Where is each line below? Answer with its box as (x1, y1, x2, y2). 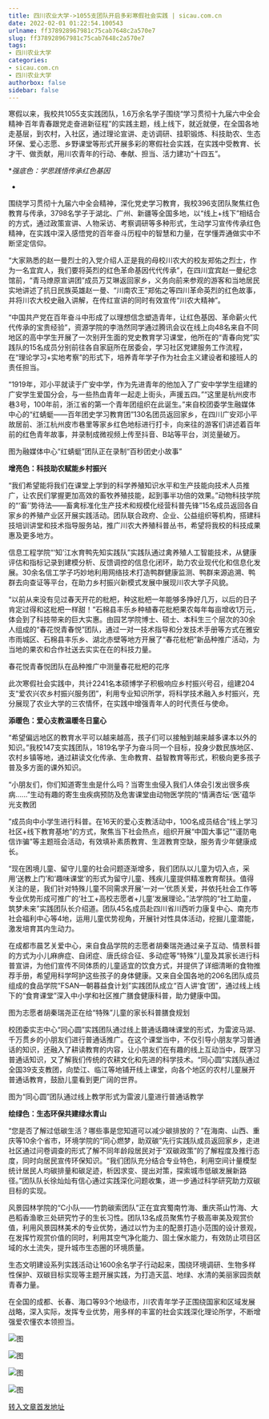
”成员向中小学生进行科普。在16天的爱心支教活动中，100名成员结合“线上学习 (8, 817, 259, 827)
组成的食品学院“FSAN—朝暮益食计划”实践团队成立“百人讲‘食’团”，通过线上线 (8, 981, 261, 991)
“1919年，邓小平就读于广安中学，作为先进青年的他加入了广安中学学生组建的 (8, 379, 258, 389)
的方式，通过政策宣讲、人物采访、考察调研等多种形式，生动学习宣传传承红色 (8, 218, 261, 228)
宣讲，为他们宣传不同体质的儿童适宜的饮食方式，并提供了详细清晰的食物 (14, 961, 254, 971)
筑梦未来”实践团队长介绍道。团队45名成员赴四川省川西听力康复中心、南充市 (8, 904, 259, 913)
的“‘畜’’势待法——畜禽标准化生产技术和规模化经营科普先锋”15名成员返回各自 (8, 501, 259, 511)
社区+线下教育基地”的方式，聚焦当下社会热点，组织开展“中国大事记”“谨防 (8, 827, 250, 836)
